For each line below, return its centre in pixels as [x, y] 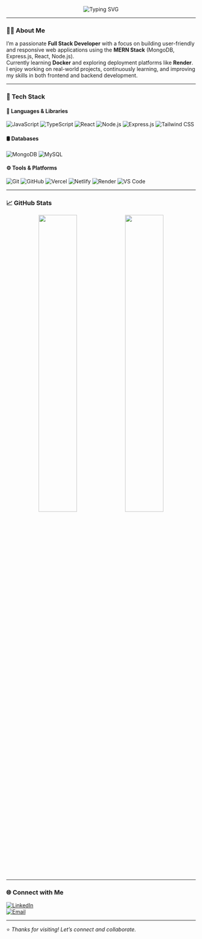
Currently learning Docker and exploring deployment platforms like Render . [100, 63]
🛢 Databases [23, 139]
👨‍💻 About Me [26, 30]
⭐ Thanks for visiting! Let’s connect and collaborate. [71, 929]
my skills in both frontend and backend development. [72, 76]
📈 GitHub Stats [29, 203]
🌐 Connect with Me [35, 893]
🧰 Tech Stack [26, 97]
